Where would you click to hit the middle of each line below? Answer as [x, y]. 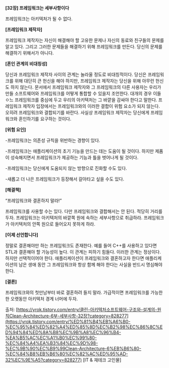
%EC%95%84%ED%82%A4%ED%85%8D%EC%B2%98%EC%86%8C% [83, 327]
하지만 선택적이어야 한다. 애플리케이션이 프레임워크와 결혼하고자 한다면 [75, 258]
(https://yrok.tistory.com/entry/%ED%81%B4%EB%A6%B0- [68, 322]
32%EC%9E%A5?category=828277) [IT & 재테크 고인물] [63, 360]
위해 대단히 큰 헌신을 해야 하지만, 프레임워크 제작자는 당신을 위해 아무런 [84, 81]
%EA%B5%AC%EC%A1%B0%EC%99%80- [51, 338]
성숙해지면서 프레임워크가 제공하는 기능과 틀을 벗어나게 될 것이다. [74, 157]
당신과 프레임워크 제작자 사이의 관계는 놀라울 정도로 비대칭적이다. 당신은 [76, 75]
